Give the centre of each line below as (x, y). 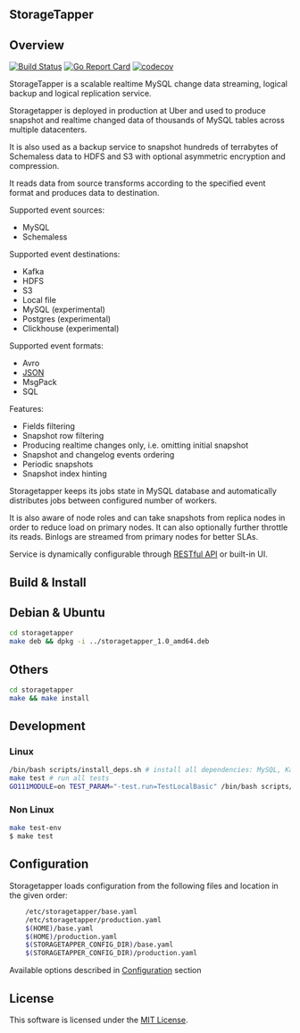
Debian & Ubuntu (57, 613)
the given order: (39, 895)
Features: (27, 409)
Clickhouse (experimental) (71, 329)
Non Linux (32, 810)
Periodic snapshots (58, 465)
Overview (37, 45)
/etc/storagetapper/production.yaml (94, 920)
